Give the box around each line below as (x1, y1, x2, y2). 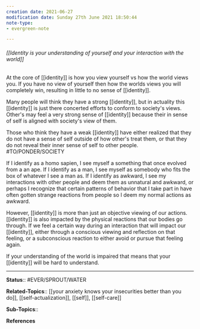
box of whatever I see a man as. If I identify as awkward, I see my (6, 172, 167, 179)
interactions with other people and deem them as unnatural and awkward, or (6, 179, 194, 186)
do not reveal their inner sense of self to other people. (6, 142, 139, 149)
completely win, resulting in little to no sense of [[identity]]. (6, 87, 151, 94)
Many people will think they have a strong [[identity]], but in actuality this (6, 98, 185, 105)
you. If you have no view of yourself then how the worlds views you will (6, 80, 182, 87)
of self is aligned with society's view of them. (6, 117, 117, 124)
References (6, 318, 36, 325)
